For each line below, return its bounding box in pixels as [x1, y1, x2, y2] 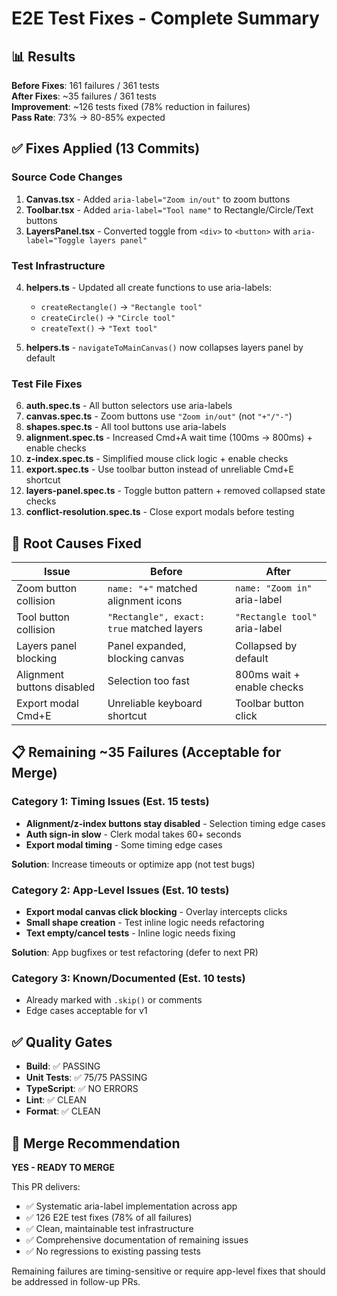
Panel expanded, [107, 639, 187, 653]
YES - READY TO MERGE [11, 1162, 116, 1173]
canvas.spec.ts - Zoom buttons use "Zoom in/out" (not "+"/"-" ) [25, 410, 293, 422]
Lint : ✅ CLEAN [25, 1094, 87, 1106]
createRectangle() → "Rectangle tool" [40, 300, 203, 312]
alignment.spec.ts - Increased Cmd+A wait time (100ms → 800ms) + [25, 432, 313, 444]
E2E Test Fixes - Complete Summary [11, 7, 320, 30]
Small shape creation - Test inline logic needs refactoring [25, 917, 265, 929]
